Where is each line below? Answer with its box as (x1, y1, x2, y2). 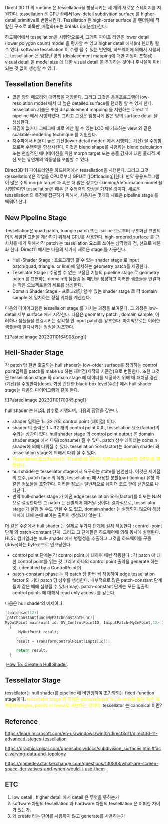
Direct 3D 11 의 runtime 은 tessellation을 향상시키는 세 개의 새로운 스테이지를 (5, 5, 156, 10)
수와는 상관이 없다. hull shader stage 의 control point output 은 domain (12, 431, 154, 437)
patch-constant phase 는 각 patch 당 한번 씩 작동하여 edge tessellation (12, 571, 155, 577)
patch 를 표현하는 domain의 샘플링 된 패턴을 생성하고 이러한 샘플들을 (12, 275, 147, 282)
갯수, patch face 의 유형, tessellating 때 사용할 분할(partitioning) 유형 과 (17, 475, 160, 481)
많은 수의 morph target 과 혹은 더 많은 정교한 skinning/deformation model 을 (10, 179, 163, 185)
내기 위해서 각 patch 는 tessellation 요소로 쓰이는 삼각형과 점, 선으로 (18, 240, 152, 246)
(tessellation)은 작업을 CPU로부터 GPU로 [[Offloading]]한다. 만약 (5, 173, 134, 179)
